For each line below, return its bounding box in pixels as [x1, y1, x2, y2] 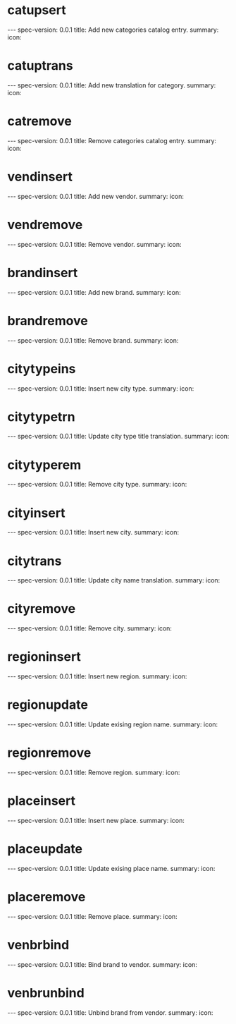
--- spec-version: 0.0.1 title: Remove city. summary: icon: [7, 624, 173, 633]
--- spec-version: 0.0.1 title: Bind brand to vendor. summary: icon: [7, 960, 197, 968]
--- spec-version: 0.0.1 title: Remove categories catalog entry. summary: [7, 136, 217, 145]
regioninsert [7, 649, 81, 665]
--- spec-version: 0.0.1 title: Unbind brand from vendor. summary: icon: [7, 1008, 213, 1017]
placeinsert [7, 793, 76, 809]
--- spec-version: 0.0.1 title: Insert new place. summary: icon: [7, 816, 185, 824]
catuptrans [7, 58, 73, 74]
